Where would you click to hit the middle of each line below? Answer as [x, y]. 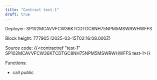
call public [23, 72]
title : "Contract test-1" [32, 10]
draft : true [17, 14]
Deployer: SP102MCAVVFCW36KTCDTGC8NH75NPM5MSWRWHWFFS [79, 28]
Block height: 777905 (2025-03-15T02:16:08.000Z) [58, 38]
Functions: [16, 63]
